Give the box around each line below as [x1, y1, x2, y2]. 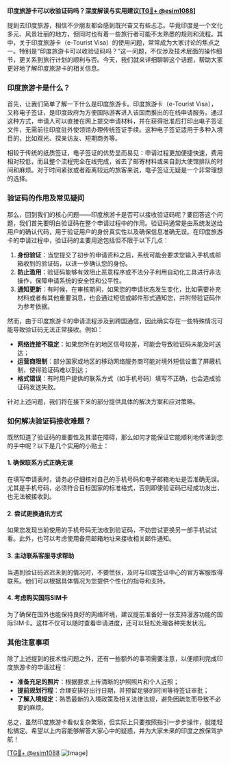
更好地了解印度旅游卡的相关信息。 [7, 65, 103, 72]
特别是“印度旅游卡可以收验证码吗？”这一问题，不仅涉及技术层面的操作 [18, 47, 217, 55]
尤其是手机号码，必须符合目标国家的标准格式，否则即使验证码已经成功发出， [7, 484, 223, 492]
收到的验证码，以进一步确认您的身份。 [23, 259, 131, 267]
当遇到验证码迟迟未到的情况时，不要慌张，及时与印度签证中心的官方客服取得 [7, 568, 223, 576]
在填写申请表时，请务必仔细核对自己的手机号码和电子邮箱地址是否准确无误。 [7, 475, 223, 483]
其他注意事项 [7, 638, 50, 647]
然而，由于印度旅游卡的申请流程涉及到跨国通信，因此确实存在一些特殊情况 [7, 316, 217, 325]
